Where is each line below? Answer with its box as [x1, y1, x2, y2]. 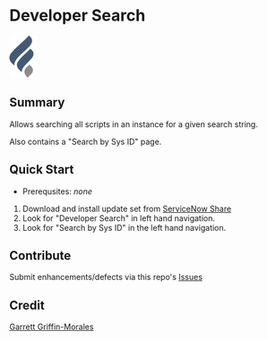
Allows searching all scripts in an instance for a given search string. [9, 118, 258, 130]
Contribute [9, 248, 72, 263]
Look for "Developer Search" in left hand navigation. [22, 212, 216, 224]
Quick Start [9, 162, 74, 177]
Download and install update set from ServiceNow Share [22, 203, 232, 214]
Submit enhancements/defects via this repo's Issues [9, 272, 203, 283]
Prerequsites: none [22, 185, 92, 197]
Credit [9, 297, 45, 313]
